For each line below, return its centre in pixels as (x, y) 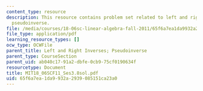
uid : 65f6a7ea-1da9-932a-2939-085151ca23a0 (62, 78)
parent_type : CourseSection (42, 56)
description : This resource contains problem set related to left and (97, 17)
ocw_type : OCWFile (29, 45)
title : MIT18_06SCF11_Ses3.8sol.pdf (52, 73)
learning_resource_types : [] (43, 40)
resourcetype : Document (36, 67)
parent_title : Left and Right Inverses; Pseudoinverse (77, 51)
